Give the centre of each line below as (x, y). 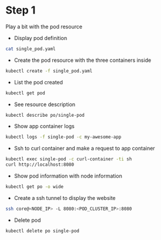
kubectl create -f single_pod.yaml (49, 71)
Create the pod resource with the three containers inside (83, 60)
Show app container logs (44, 126)
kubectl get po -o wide (35, 187)
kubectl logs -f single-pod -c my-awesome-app (63, 137)
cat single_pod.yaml (31, 49)
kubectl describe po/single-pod (45, 115)
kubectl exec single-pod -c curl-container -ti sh (69, 159)
